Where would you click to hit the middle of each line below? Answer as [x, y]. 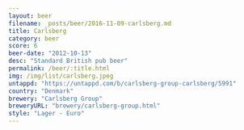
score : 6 [23, 46]
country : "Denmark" [41, 91]
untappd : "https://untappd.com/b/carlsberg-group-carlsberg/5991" [122, 83]
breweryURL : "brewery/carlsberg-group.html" [84, 106]
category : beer [34, 38]
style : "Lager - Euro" [46, 114]
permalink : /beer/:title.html [59, 69]
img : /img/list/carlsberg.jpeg [61, 76]
